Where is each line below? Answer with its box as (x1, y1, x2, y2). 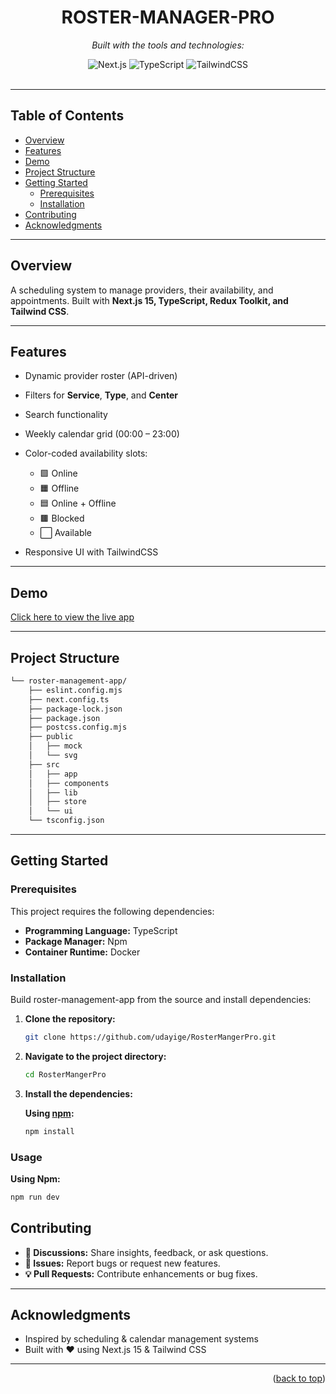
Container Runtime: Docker (24, 946, 141, 958)
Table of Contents (10, 107, 125, 125)
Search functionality (24, 409, 108, 421)
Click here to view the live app (10, 611, 135, 623)
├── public (28, 732, 74, 742)
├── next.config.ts (28, 694, 110, 705)
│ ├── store (28, 797, 87, 807)
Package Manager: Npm (24, 935, 128, 947)
